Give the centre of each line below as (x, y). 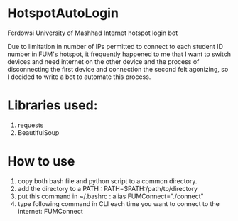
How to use (41, 162)
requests (31, 125)
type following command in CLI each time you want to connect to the (119, 203)
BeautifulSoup (38, 132)
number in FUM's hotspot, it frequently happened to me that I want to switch (119, 54)
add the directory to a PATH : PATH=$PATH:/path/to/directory (107, 188)
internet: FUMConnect (50, 211)
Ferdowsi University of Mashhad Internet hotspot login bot (93, 33)
